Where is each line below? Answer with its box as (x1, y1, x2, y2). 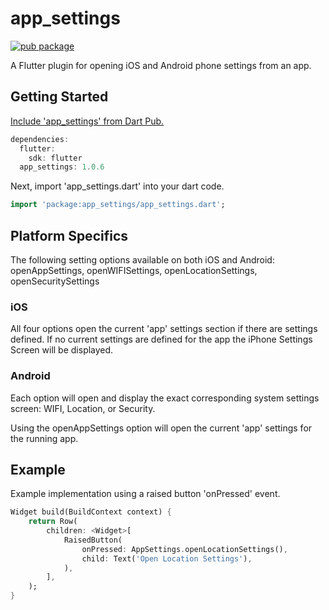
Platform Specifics (10, 227, 129, 244)
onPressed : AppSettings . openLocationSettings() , (81, 544, 288, 554)
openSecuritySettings (10, 275, 100, 287)
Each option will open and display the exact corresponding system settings (10, 392, 320, 404)
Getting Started (10, 88, 109, 106)
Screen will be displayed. (10, 344, 114, 356)
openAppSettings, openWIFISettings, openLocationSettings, (10, 264, 258, 276)
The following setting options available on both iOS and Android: (10, 253, 275, 266)
